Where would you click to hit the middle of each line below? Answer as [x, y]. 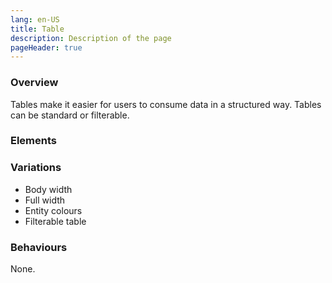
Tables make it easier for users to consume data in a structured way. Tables [166, 104]
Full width [45, 200]
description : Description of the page [91, 38]
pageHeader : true [46, 47]
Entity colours [53, 210]
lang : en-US [35, 19]
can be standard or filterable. [70, 115]
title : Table [37, 29]
